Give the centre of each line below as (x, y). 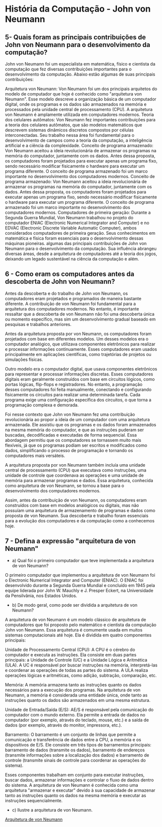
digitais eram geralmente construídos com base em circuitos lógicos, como (80, 379)
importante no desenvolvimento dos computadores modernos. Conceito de (80, 176)
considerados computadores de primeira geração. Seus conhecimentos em (80, 233)
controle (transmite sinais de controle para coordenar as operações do (75, 760)
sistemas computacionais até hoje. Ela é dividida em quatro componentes (78, 635)
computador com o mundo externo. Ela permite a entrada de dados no (75, 714)
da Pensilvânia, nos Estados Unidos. (41, 596)
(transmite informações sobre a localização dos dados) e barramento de (77, 755)
